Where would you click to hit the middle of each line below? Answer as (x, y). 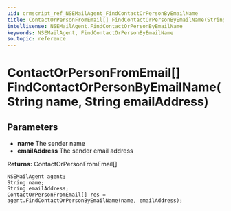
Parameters (33, 127)
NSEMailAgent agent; (37, 177)
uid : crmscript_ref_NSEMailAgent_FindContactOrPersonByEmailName (102, 13)
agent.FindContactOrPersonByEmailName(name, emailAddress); (95, 201)
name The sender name (51, 144)
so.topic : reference (37, 39)
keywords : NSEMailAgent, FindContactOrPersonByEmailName (90, 33)
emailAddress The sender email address (75, 151)
